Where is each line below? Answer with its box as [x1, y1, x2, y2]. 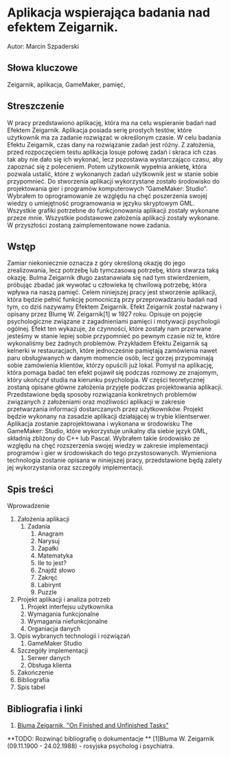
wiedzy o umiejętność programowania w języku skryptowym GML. [7, 199, 196, 207]
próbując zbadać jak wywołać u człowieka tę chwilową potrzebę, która [7, 281, 207, 289]
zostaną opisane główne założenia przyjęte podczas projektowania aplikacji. [7, 383, 223, 391]
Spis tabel [16, 683, 46, 692]
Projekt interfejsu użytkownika [27, 603, 113, 611]
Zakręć [37, 573, 58, 582]
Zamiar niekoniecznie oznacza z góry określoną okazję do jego [7, 259, 185, 267]
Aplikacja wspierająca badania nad [7, 5, 211, 21]
